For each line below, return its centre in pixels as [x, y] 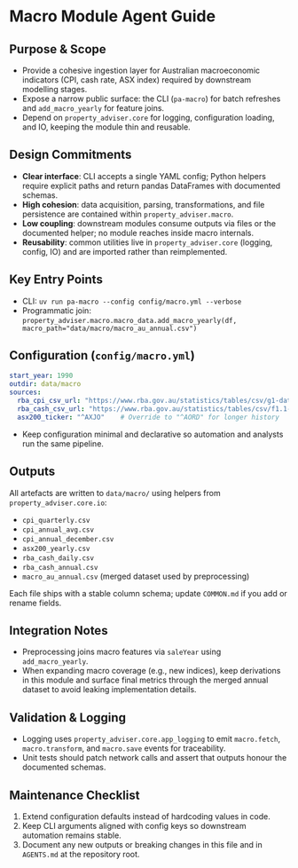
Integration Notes [59, 631]
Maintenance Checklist [74, 795]
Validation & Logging [68, 718]
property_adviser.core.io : [58, 502]
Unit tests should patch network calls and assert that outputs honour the [154, 758]
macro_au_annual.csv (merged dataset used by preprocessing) [136, 576]
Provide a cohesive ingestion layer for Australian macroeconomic [141, 70]
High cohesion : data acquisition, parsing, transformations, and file [143, 204]
